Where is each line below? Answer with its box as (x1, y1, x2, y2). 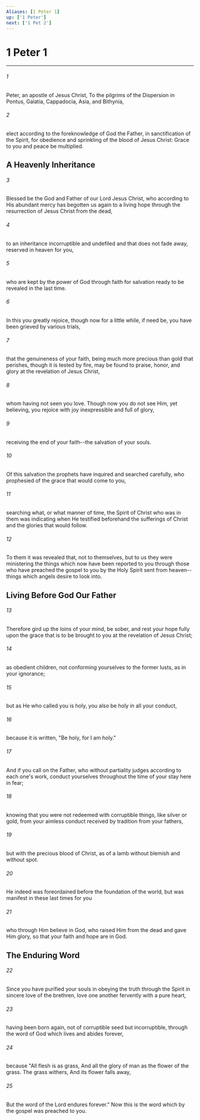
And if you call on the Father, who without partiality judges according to (6, 766, 182, 774)
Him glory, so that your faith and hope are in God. (6, 933, 127, 940)
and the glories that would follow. (6, 521, 87, 528)
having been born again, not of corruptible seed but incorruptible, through (6, 1024, 188, 1031)
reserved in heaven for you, (6, 246, 74, 253)
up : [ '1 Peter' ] (6, 14, 46, 20)
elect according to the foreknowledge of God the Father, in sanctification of (6, 129, 191, 137)
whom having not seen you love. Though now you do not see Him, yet (6, 400, 177, 407)
